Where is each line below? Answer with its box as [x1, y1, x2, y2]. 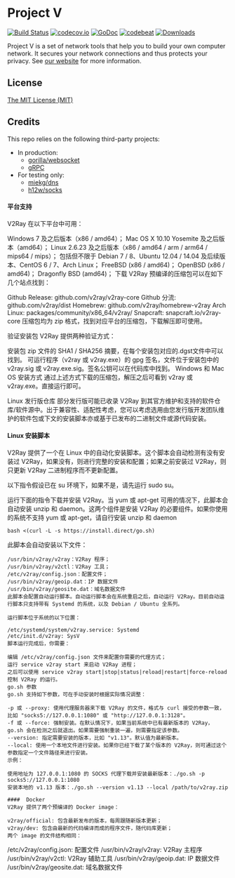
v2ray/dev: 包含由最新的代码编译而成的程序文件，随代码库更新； [7, 825, 173, 832]
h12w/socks [27, 185, 62, 194]
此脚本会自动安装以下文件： [7, 540, 88, 549]
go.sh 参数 [7, 683, 37, 691]
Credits [7, 116, 41, 128]
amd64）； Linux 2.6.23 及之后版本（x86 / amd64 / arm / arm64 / [19, 243, 208, 251]
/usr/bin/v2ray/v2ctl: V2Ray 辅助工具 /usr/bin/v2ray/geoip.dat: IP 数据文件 [7, 854, 220, 863]
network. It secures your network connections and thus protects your [7, 49, 208, 58]
